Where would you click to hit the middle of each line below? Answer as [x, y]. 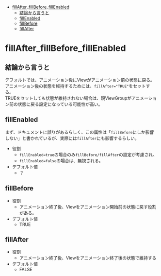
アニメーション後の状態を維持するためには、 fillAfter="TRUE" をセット [75, 86]
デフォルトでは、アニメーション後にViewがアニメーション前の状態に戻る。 [80, 80]
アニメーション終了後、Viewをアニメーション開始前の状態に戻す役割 [88, 207]
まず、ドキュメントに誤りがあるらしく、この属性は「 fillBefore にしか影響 [80, 132]
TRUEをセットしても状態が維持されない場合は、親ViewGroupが [68, 98]
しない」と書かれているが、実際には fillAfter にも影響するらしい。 [72, 138]
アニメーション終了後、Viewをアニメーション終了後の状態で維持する [88, 258]
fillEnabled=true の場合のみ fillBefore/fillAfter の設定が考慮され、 [88, 155]
